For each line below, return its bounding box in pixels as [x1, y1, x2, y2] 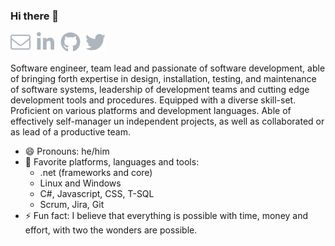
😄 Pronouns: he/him [24, 145, 110, 158]
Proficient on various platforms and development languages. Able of [10, 105, 292, 117]
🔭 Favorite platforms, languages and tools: [24, 156, 200, 168]
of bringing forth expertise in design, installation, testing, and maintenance [10, 73, 317, 85]
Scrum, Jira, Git [39, 199, 105, 211]
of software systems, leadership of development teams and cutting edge [10, 84, 310, 96]
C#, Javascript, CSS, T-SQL [39, 188, 155, 200]
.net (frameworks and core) [39, 167, 153, 179]
